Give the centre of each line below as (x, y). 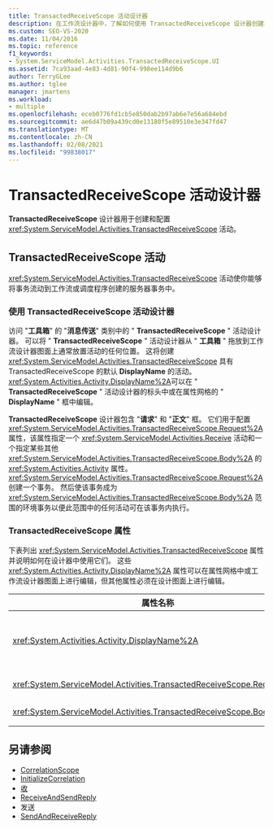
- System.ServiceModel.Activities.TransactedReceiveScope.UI (114, 62)
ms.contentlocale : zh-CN (50, 137)
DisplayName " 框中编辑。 (53, 402)
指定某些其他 (37, 448)
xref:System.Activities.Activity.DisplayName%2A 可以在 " (103, 382)
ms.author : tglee (38, 84)
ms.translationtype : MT (49, 129)
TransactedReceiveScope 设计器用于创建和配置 (89, 219)
